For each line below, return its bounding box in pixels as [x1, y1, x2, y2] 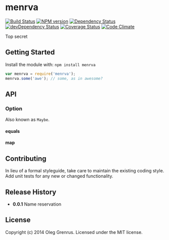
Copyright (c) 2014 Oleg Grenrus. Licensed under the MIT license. [5, 229, 143, 235]
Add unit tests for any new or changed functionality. [5, 173, 114, 179]
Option [5, 105, 23, 112]
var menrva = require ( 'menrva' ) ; [5, 71, 76, 76]
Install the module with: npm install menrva [5, 61, 96, 67]
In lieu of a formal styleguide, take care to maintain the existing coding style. [5, 168, 164, 174]
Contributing [5, 154, 47, 163]
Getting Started [5, 48, 55, 57]
